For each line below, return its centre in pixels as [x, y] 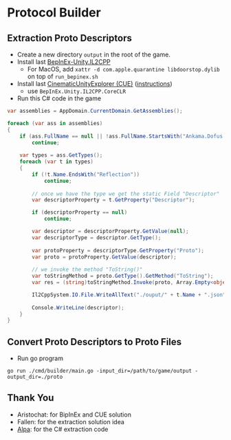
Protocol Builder [54, 13]
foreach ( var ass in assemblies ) [55, 123]
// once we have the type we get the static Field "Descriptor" [126, 194]
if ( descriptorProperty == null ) [80, 212]
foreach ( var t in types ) [57, 162]
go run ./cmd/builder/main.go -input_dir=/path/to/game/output [100, 371]
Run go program [40, 358]
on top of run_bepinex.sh [63, 76]
